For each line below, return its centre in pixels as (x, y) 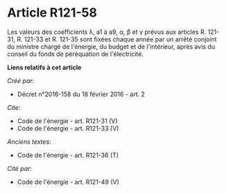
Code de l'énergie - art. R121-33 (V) (68, 128)
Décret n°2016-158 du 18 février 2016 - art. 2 (81, 94)
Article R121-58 (52, 13)
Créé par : (21, 80)
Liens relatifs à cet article (44, 67)
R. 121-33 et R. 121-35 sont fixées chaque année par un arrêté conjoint (117, 39)
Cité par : (20, 168)
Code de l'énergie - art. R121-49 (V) (68, 182)
